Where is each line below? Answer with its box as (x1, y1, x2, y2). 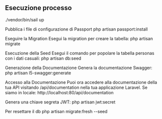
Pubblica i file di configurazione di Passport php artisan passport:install (5, 26, 148, 32)
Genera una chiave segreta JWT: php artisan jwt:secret (5, 99, 116, 105)
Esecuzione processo (5, 4, 72, 12)
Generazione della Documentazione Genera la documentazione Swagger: (5, 65, 152, 70)
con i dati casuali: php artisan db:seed (5, 55, 82, 61)
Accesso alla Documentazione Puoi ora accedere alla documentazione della (5, 79, 157, 85)
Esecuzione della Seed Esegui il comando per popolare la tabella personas (5, 50, 155, 56)
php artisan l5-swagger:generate (5, 70, 72, 76)
